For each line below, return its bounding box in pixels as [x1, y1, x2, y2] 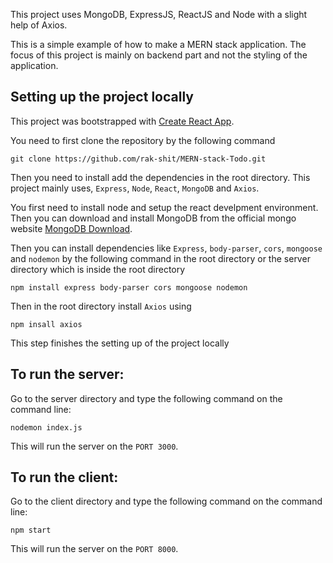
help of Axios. [10, 19, 68, 31]
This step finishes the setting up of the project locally [10, 337, 230, 349]
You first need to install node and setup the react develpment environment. [10, 201, 319, 213]
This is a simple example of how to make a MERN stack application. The [10, 39, 307, 50]
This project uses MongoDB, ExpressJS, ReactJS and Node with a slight [10, 9, 308, 20]
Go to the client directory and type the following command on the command [10, 495, 323, 508]
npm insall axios [10, 319, 83, 329]
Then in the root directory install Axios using [10, 300, 192, 312]
